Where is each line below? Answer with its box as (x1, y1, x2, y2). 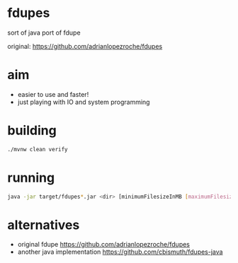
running (7, 170, 55, 185)
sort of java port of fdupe (7, 28, 81, 37)
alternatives (7, 217, 80, 233)
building (7, 122, 57, 139)
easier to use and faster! (17, 90, 89, 98)
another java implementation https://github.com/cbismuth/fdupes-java (17, 247, 223, 256)
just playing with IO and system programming (17, 98, 150, 106)
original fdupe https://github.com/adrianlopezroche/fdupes (17, 240, 190, 249)
